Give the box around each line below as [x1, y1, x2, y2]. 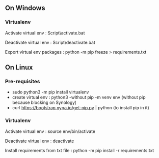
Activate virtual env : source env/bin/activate [5, 128, 96, 134]
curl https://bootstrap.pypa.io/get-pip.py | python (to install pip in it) [12, 105, 150, 111]
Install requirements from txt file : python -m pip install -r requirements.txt [5, 147, 154, 153]
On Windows [5, 4, 46, 12]
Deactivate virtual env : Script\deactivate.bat [5, 39, 96, 45]
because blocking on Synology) [12, 99, 77, 105]
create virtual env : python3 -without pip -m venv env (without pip [12, 95, 146, 100]
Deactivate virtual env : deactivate [5, 138, 75, 144]
